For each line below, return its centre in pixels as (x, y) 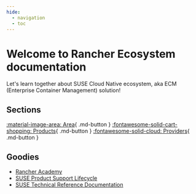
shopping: (19, 131)
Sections (24, 110)
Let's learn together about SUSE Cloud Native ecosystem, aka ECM (92, 84)
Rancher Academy (39, 171)
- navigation (29, 18)
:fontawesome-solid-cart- (145, 125)
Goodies (23, 157)
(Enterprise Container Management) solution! (64, 90)
